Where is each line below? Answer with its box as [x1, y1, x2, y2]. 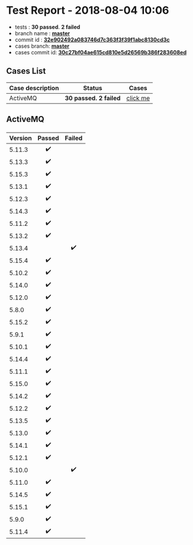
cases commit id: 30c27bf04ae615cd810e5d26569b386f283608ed [14, 48, 187, 56]
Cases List [6, 66, 46, 76]
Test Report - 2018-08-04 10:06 [6, 4, 169, 17]
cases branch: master [14, 42, 70, 50]
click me [126, 94, 151, 102]
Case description [9, 84, 59, 92]
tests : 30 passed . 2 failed [14, 23, 81, 30]
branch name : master [14, 29, 71, 36]
